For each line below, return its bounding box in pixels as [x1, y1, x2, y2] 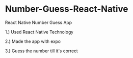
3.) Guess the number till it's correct [5, 48, 78, 54]
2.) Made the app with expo [5, 38, 61, 44]
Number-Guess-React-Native [5, 3, 129, 15]
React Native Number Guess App [5, 19, 72, 25]
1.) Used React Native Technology [5, 29, 74, 35]
